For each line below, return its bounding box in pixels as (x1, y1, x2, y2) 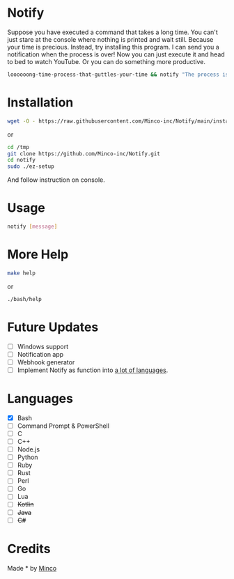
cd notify (7, 157, 36, 164)
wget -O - (7, 117, 36, 125)
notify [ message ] (7, 223, 58, 231)
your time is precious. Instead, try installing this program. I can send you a (7, 43, 219, 51)
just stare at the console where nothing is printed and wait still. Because (7, 35, 214, 43)
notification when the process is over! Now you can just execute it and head (7, 50, 225, 59)
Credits (7, 541, 51, 557)
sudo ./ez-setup (7, 163, 54, 170)
